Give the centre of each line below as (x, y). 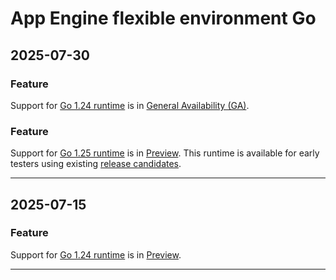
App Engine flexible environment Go (163, 18)
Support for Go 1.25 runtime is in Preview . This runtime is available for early (165, 153)
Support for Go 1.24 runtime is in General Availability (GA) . (130, 105)
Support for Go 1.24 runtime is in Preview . (96, 254)
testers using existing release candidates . (96, 164)
